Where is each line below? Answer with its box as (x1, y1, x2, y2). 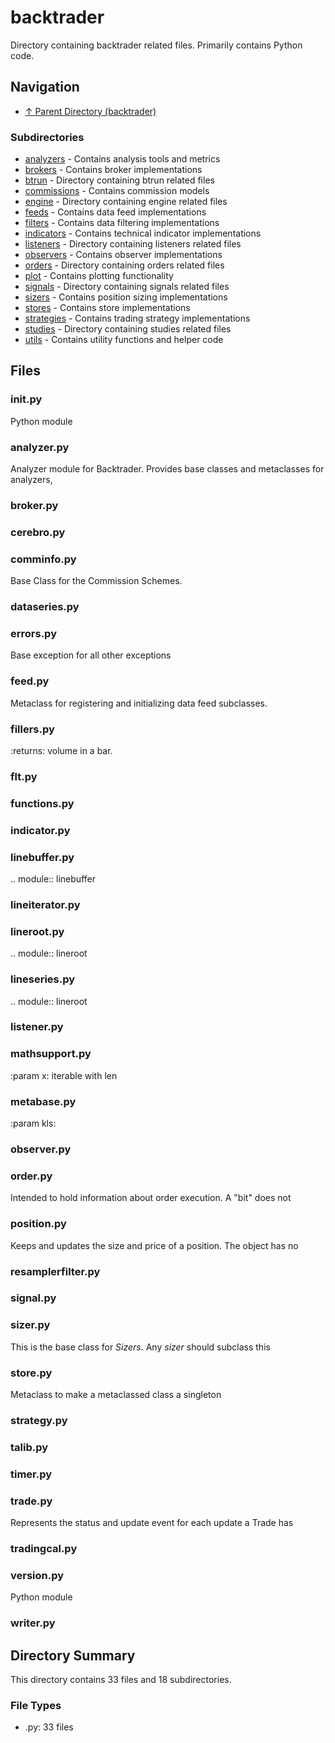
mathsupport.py (10, 1047, 92, 1061)
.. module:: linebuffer (10, 873, 96, 885)
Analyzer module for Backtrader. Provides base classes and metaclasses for (10, 463, 325, 475)
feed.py (10, 674, 50, 688)
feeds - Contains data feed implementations (24, 206, 207, 218)
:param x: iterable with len (10, 1069, 118, 1081)
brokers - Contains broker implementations (24, 164, 203, 176)
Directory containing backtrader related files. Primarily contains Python (10, 39, 303, 51)
